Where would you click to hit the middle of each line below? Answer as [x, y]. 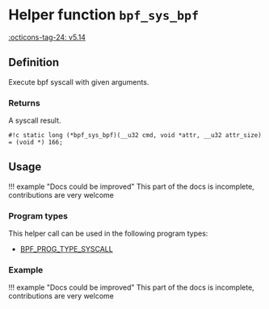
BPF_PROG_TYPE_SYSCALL [66, 249]
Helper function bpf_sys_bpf [104, 15]
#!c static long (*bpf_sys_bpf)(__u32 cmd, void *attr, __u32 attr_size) [135, 136]
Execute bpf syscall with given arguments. [79, 81]
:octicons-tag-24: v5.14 [47, 37]
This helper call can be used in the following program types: [108, 234]
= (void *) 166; [36, 143]
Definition [34, 63]
